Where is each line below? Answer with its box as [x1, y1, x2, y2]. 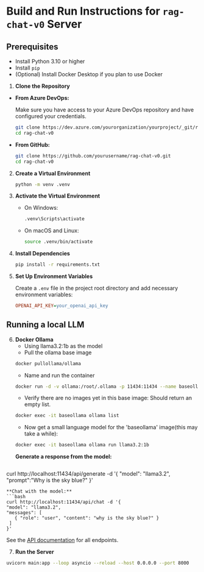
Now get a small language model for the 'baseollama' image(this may [24, 424, 198, 431]
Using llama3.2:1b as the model [24, 342, 103, 349]
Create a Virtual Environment [15, 170, 91, 177]
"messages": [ [6, 510, 43, 516]
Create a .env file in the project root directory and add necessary [15, 285, 178, 291]
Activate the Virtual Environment [15, 192, 100, 199]
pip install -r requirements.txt [15, 262, 100, 268]
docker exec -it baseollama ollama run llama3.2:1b [15, 442, 149, 448]
